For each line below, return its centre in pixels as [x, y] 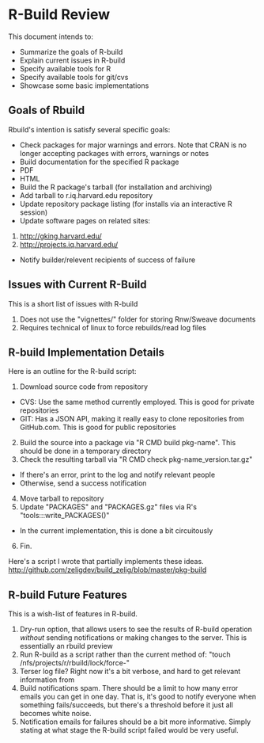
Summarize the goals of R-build [71, 51]
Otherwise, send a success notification [83, 483]
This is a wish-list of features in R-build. [73, 614]
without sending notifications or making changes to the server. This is [133, 638]
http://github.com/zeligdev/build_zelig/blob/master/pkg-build [107, 570]
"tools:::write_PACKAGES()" [64, 516]
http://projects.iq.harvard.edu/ [69, 244]
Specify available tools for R [65, 68]
